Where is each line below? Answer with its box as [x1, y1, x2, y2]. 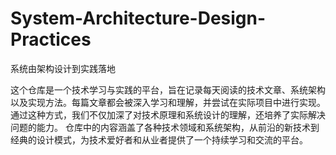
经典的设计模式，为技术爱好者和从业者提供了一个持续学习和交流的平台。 [10, 133, 308, 146]
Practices [10, 28, 92, 51]
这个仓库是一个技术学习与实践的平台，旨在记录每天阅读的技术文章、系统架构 [10, 83, 326, 96]
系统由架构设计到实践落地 [10, 62, 116, 74]
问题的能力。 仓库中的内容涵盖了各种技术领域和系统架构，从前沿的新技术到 [10, 121, 320, 133]
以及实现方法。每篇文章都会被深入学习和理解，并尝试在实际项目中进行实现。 [10, 96, 326, 108]
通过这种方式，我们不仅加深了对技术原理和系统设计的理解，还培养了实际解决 [10, 108, 326, 121]
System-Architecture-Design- [10, 7, 267, 30]
